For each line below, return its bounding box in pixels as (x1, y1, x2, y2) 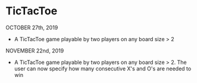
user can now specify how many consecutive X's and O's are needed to (14, 64, 192, 72)
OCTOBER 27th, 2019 (5, 24, 58, 31)
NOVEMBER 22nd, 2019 (5, 47, 64, 54)
